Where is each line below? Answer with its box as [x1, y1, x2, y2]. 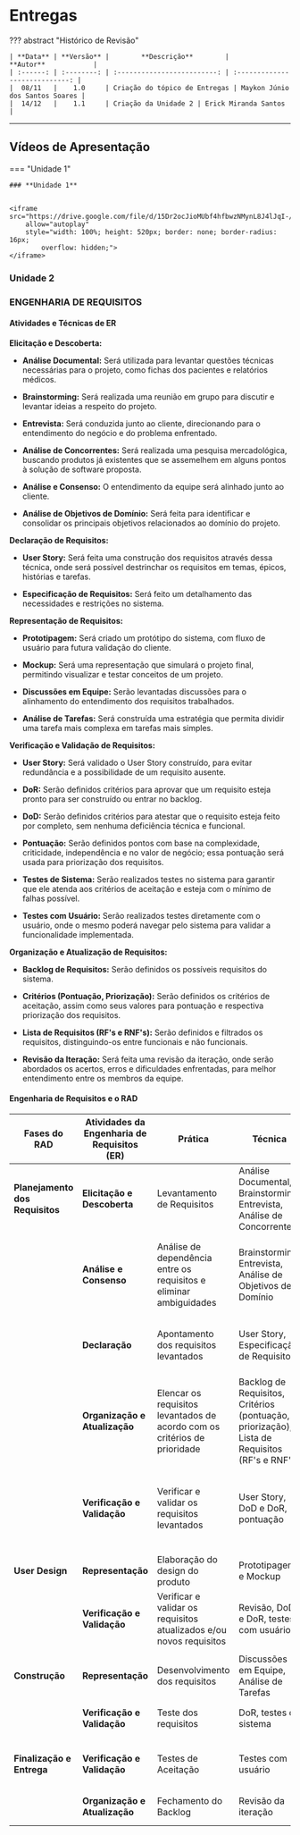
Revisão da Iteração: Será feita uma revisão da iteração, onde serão [21, 1054, 274, 1065]
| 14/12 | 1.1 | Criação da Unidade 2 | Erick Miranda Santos [9, 99, 286, 108]
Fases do [23, 1127, 64, 1140]
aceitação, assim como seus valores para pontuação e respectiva [21, 1000, 264, 1011]
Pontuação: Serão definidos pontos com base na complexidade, [21, 838, 261, 848]
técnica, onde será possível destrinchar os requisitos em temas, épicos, [21, 561, 287, 572]
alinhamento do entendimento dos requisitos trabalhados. [21, 695, 235, 706]
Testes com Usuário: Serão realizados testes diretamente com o [21, 910, 261, 921]
